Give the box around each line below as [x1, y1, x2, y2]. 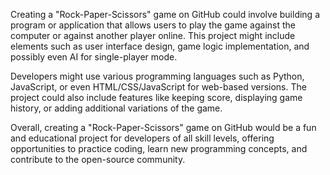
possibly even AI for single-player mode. [10, 51, 178, 63]
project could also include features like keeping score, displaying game [10, 92, 303, 103]
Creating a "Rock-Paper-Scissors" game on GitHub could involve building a [10, 9, 320, 20]
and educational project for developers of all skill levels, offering [10, 132, 275, 144]
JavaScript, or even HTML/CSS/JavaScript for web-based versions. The [10, 81, 307, 93]
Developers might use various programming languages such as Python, [10, 70, 305, 82]
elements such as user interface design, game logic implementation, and [10, 40, 310, 52]
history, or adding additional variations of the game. [10, 102, 223, 114]
